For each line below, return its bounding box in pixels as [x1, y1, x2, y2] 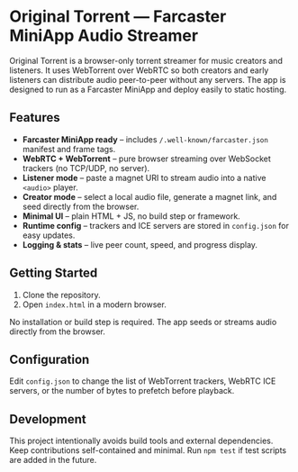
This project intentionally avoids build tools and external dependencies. [9, 435, 274, 447]
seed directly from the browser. [22, 201, 140, 212]
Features [9, 110, 60, 125]
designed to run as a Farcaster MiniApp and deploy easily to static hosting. [9, 84, 287, 95]
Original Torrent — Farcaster [9, 6, 227, 27]
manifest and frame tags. [22, 143, 116, 154]
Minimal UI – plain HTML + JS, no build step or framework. [22, 210, 240, 222]
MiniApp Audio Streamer [9, 25, 199, 46]
